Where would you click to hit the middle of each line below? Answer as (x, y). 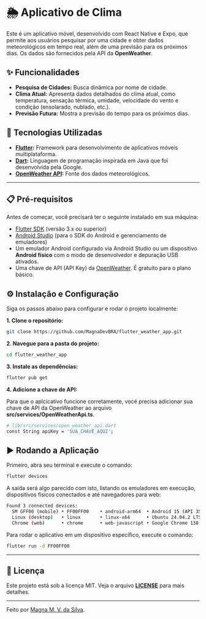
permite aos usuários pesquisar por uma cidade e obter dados (85, 40)
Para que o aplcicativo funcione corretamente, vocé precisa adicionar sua (100, 401)
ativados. (27, 261)
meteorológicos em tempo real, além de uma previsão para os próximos (97, 47)
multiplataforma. (36, 154)
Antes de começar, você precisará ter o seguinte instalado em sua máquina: (102, 217)
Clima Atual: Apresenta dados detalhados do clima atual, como (95, 94)
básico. (25, 275)
